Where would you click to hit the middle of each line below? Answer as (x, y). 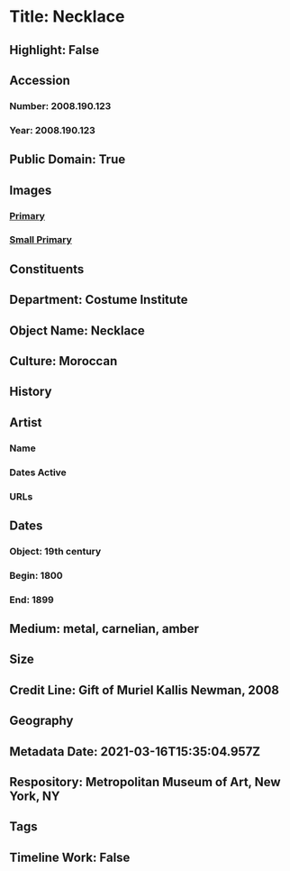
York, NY (35, 797)
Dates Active (38, 472)
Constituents (47, 269)
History (31, 392)
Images (31, 190)
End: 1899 (32, 600)
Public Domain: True (68, 160)
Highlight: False (54, 50)
